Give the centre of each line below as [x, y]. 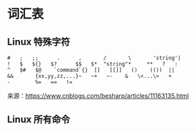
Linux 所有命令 [39, 120]
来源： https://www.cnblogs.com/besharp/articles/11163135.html [98, 96]
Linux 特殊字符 [39, 42]
